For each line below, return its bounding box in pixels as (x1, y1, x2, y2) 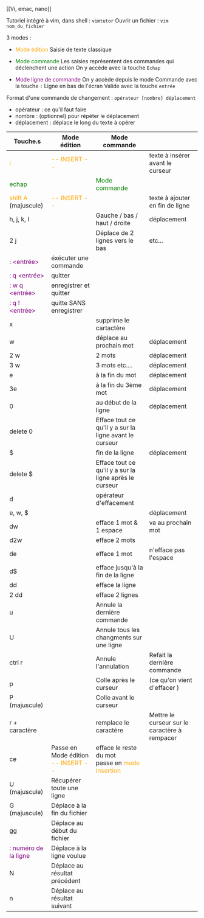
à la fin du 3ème (95, 381, 142, 389)
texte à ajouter (149, 194, 190, 202)
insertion (95, 767, 121, 774)
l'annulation (95, 662, 129, 670)
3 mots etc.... (95, 361, 133, 369)
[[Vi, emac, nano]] (6, 5, 52, 12)
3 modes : (6, 34, 32, 41)
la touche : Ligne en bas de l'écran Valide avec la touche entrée (15, 82, 175, 89)
